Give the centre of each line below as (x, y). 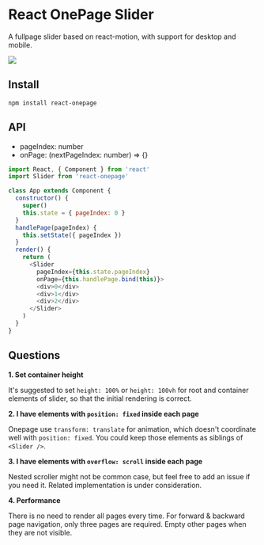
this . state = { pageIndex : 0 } (74, 213)
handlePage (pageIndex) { (56, 227)
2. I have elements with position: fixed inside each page (104, 414)
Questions (34, 355)
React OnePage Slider (81, 15)
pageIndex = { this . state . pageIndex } (93, 272)
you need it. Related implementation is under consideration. (105, 485)
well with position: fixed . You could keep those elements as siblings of (126, 437)
